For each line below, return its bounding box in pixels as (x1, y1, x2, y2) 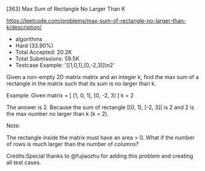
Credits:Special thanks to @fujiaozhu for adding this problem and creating (6, 153, 193, 159)
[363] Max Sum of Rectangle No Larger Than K (6, 6, 126, 12)
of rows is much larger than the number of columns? (6, 140, 139, 148)
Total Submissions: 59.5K (15, 55, 80, 62)
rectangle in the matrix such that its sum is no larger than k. (6, 80, 157, 87)
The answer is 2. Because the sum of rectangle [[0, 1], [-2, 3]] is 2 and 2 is (6, 104, 195, 111)
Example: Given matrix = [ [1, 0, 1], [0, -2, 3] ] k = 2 (6, 92, 134, 99)
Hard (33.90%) (15, 42, 54, 49)
